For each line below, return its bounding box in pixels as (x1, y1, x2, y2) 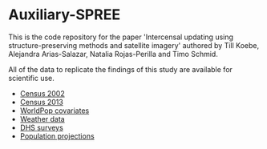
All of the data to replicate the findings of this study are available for (8, 64, 233, 74)
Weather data (19, 114, 66, 123)
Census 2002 (19, 88, 66, 98)
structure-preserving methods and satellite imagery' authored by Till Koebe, (8, 40, 259, 50)
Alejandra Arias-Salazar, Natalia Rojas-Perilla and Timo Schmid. (8, 49, 218, 58)
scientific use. (8, 73, 55, 83)
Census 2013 (19, 97, 64, 107)
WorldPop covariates (19, 106, 90, 115)
